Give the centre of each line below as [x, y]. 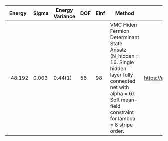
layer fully [122, 75]
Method [125, 13]
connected [123, 81]
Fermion [120, 31]
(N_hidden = [125, 56]
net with [120, 87]
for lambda [123, 119]
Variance [65, 16]
